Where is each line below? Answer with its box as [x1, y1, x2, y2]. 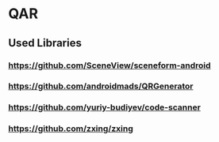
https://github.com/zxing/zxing [8, 123, 133, 134]
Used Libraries [8, 36, 82, 50]
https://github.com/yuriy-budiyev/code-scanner [8, 102, 201, 113]
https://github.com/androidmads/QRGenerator [8, 80, 194, 92]
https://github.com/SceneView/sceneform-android [8, 60, 212, 71]
